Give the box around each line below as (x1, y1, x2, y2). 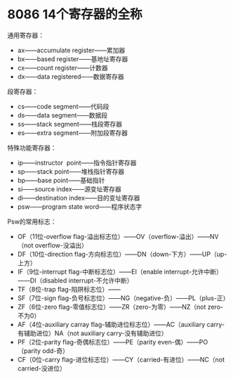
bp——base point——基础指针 (17, 176, 105, 184)
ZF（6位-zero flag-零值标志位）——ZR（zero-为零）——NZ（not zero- (17, 302, 223, 311)
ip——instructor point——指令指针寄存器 (17, 158, 137, 167)
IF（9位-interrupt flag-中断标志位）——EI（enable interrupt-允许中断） (17, 267, 222, 276)
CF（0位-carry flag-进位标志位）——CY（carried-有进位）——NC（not (17, 355, 225, 364)
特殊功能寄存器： (7, 143, 57, 152)
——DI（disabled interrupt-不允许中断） (17, 276, 133, 285)
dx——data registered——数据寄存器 (17, 72, 124, 81)
